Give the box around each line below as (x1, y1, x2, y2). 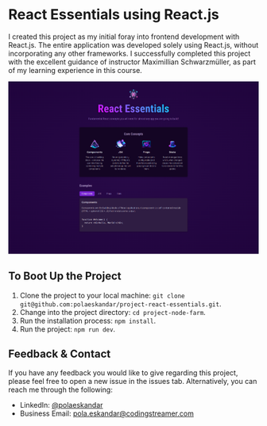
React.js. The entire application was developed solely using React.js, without (8, 40, 259, 49)
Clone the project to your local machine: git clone (19, 290, 185, 300)
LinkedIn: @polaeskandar (19, 401, 103, 410)
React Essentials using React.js (8, 6, 220, 24)
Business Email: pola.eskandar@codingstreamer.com (19, 409, 195, 418)
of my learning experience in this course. (8, 65, 143, 75)
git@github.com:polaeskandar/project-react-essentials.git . (19, 299, 222, 309)
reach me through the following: (8, 385, 113, 394)
